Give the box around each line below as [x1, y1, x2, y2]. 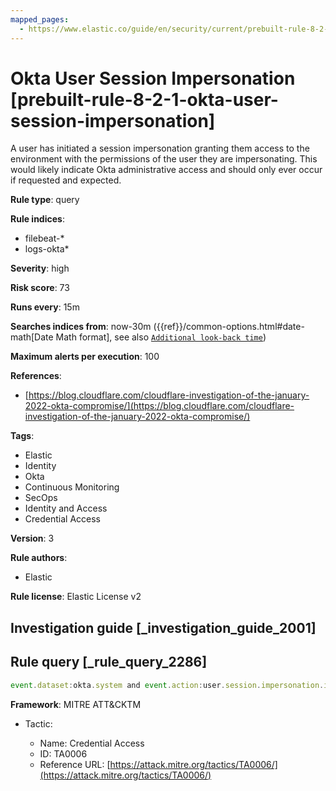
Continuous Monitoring [24, 481, 120, 493]
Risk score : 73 [10, 282, 70, 294]
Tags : [10, 430, 35, 442]
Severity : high [10, 262, 70, 275]
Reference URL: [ [39, 758, 111, 770]
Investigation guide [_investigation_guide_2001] [10, 619, 317, 636]
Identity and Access [24, 502, 108, 515]
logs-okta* [24, 243, 70, 255]
